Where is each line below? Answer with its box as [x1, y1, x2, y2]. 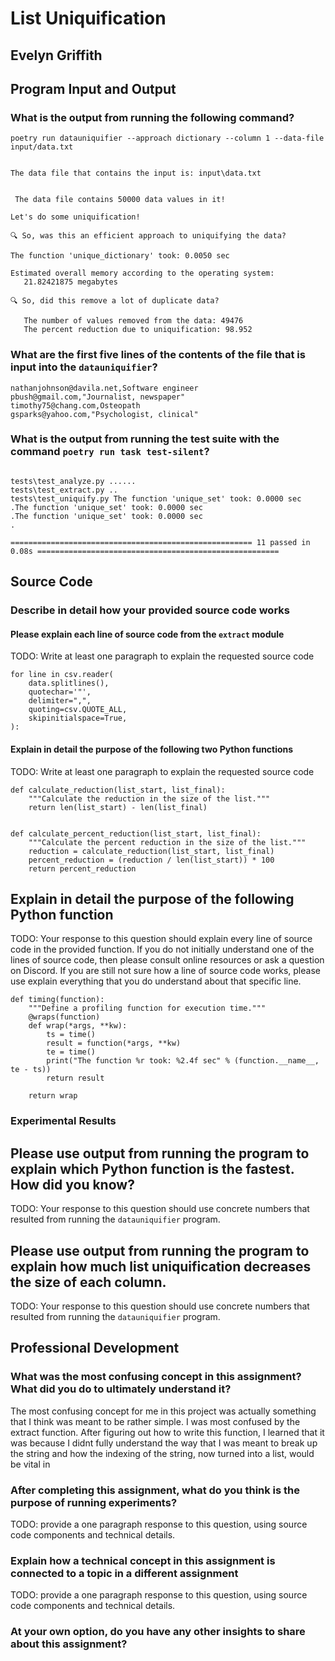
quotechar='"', [28, 687, 92, 697]
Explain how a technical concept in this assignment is [10, 1553, 276, 1567]
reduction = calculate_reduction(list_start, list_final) [28, 846, 275, 856]
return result [46, 1073, 105, 1084]
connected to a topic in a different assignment [10, 1566, 239, 1580]
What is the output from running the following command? [10, 110, 295, 124]
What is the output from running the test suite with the [10, 432, 280, 446]
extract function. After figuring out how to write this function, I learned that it [10, 1426, 325, 1438]
